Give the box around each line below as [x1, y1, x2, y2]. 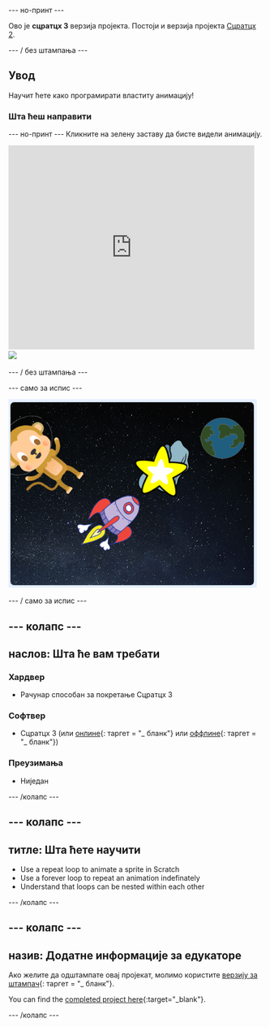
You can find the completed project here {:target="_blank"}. [8, 994, 207, 1004]
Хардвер [8, 671, 45, 682]
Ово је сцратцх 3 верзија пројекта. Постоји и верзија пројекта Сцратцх [8, 21, 257, 30]
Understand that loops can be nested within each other [19, 882, 205, 891]
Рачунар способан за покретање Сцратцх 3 [19, 690, 173, 700]
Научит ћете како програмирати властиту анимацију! [8, 90, 195, 100]
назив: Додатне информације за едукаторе [8, 948, 242, 962]
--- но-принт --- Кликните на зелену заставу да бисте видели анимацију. [8, 129, 263, 139]
